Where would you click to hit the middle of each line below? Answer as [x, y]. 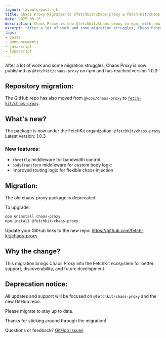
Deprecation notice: [36, 284]
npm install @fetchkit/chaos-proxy [42, 221]
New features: [23, 149]
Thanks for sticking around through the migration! [56, 321]
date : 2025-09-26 [23, 19]
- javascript [19, 47]
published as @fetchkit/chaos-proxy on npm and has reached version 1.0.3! [82, 70]
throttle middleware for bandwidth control [56, 160]
